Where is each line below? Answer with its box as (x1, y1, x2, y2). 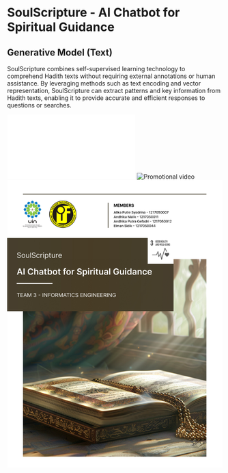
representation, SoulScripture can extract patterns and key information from (7, 87, 220, 94)
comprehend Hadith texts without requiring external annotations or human (7, 72, 216, 80)
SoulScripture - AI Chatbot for (7, 5, 180, 21)
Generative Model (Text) (7, 47, 113, 58)
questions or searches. (7, 101, 72, 109)
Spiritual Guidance (7, 19, 115, 35)
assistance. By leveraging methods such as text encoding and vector (7, 79, 201, 87)
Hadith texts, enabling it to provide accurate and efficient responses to (7, 94, 205, 102)
